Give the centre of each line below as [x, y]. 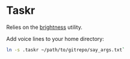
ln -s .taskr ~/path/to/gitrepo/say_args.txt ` [66, 50]
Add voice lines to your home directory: [55, 39]
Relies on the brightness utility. [44, 27]
